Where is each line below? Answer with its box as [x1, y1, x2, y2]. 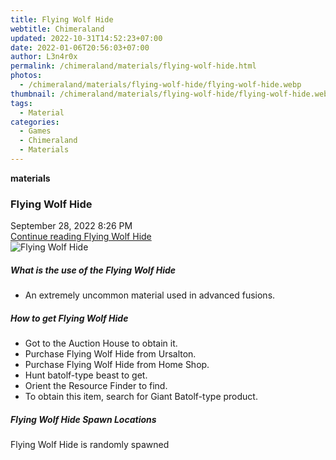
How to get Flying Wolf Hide [10, 312, 129, 324]
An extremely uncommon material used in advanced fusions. [24, 289, 276, 301]
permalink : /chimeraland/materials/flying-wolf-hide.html [10, 61, 257, 71]
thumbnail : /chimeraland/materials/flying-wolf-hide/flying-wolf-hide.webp [10, 89, 333, 99]
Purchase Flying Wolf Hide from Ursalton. [24, 348, 197, 360]
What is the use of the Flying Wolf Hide [10, 264, 177, 276]
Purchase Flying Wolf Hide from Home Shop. [24, 359, 210, 371]
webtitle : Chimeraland [10, 24, 105, 34]
